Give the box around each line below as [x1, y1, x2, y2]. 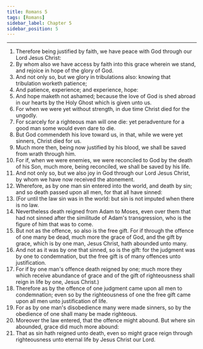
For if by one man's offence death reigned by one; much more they [15, 266, 183, 273]
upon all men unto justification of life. [15, 298, 108, 305]
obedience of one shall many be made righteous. [15, 310, 137, 318]
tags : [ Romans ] [7, 14, 45, 20]
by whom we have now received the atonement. [15, 176, 135, 183]
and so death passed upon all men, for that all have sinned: [15, 189, 163, 196]
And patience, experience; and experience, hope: [15, 86, 139, 93]
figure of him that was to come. [15, 221, 94, 228]
